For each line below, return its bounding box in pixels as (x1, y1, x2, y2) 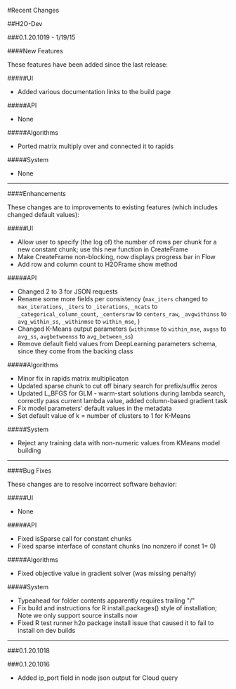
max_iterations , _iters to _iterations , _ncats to (17, 302, 158, 310)
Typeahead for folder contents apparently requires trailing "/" (17, 596, 195, 605)
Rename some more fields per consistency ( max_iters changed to (17, 295, 209, 303)
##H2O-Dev (7, 20, 43, 27)
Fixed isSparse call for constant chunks (17, 534, 132, 543)
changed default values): (7, 211, 79, 218)
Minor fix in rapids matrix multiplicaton (17, 374, 129, 382)
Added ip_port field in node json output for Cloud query (17, 674, 178, 682)
